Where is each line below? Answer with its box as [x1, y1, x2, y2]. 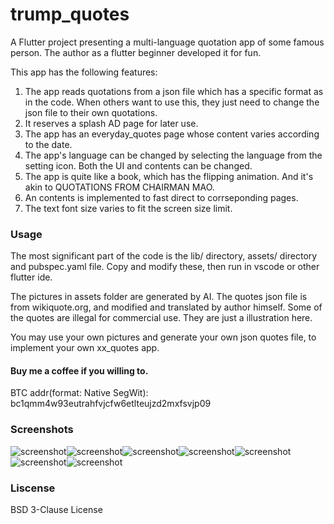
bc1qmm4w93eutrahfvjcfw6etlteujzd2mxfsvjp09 [10, 398, 212, 410]
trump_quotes [10, 3, 130, 26]
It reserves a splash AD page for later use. [24, 117, 199, 129]
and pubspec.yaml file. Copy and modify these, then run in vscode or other [10, 261, 320, 273]
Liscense [10, 481, 56, 495]
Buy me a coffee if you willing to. [10, 364, 149, 377]
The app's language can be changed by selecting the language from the [24, 149, 323, 161]
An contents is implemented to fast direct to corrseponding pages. [24, 191, 299, 203]
